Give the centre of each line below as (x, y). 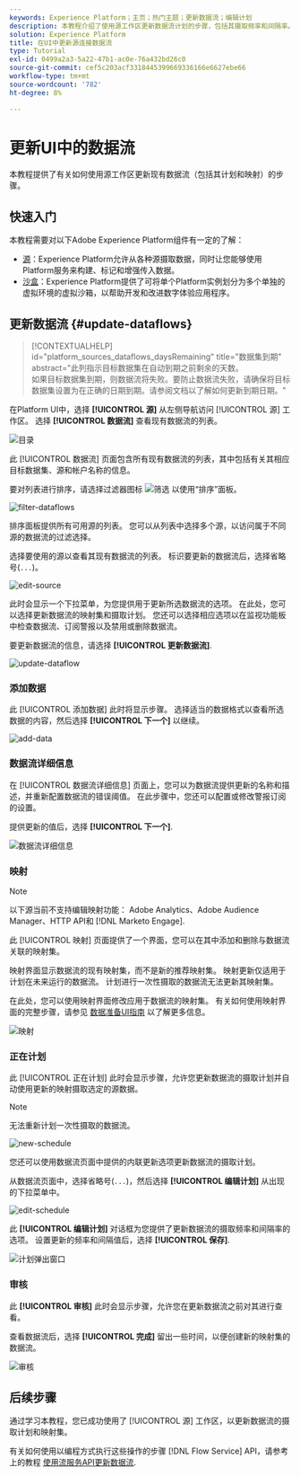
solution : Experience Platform (68, 34)
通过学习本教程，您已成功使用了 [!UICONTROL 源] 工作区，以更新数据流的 (146, 1421)
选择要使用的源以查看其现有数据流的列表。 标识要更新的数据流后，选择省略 (148, 556)
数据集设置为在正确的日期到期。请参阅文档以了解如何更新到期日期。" (159, 391)
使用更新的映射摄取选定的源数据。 (80, 1089)
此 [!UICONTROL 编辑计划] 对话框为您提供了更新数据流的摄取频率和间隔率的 (150, 1229)
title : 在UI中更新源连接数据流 (61, 43)
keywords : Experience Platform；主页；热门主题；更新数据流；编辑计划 (131, 18)
